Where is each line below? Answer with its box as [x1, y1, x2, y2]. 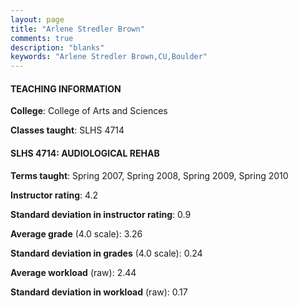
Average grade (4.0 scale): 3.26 [10, 227, 143, 240]
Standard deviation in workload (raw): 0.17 [10, 286, 188, 298]
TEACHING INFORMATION [10, 82, 122, 95]
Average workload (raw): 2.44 [10, 266, 137, 278]
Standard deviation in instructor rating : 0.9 [10, 208, 192, 220]
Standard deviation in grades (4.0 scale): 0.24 [10, 247, 203, 259]
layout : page [10, 14, 65, 25]
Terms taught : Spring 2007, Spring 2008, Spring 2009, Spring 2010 [10, 169, 289, 181]
